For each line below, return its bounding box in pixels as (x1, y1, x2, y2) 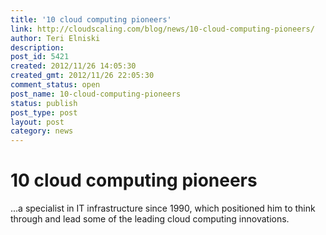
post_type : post (10, 107, 78, 118)
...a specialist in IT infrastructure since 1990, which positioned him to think (10, 202, 316, 215)
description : (10, 42, 65, 53)
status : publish (10, 98, 78, 108)
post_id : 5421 (10, 52, 70, 62)
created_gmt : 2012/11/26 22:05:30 (10, 71, 155, 81)
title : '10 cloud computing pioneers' (10, 14, 172, 25)
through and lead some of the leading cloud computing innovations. (10, 213, 290, 225)
